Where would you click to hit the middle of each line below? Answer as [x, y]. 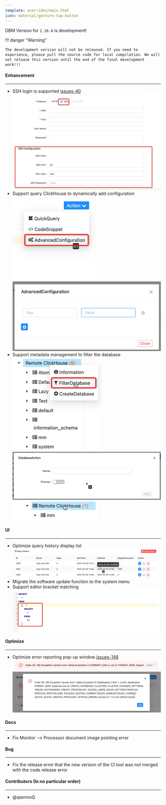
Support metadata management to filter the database [66, 354]
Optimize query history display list [47, 546]
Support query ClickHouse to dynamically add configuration [73, 193]
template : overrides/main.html [37, 10]
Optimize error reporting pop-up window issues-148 [65, 657]
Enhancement [20, 75]
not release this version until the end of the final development [75, 59]
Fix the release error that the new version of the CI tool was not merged [85, 765]
